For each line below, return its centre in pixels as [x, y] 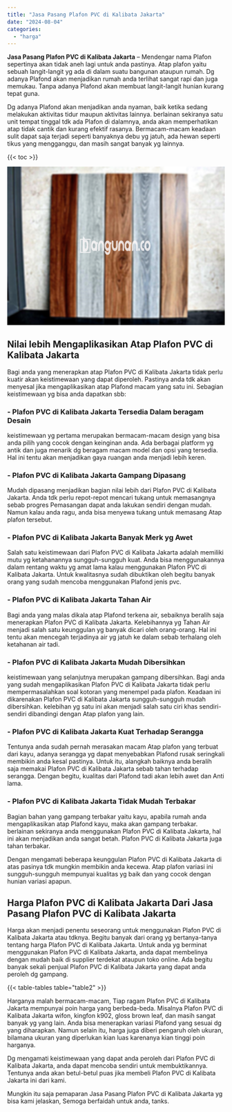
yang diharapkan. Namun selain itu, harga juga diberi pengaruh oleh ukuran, [115, 1030]
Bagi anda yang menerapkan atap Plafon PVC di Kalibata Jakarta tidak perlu [115, 372]
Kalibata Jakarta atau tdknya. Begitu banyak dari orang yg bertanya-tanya [112, 938]
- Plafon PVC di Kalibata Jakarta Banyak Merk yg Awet [100, 537]
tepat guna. [23, 94]
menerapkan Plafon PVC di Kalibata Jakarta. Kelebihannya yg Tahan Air [109, 622]
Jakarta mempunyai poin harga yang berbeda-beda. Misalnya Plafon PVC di [115, 1008]
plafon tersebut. [30, 520]
